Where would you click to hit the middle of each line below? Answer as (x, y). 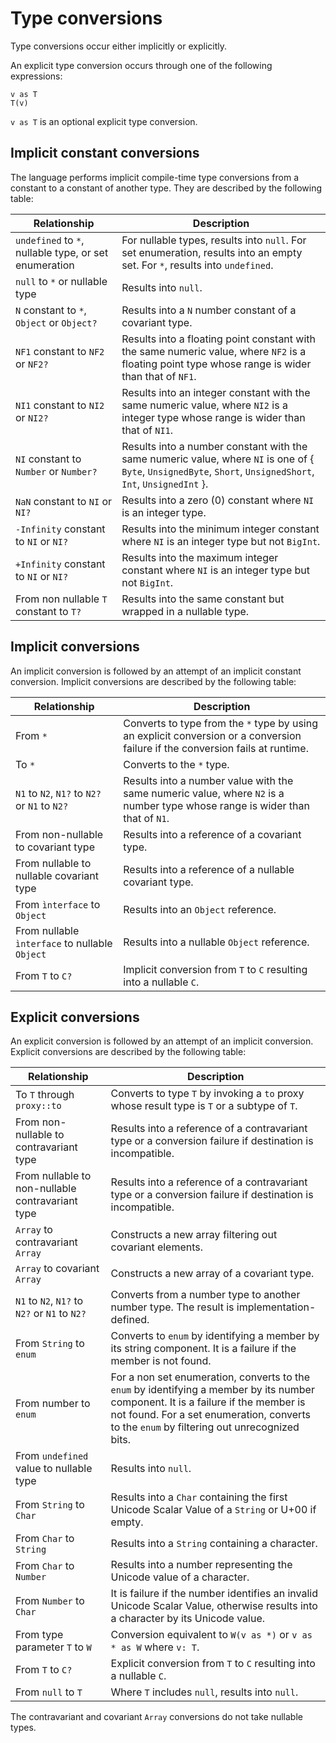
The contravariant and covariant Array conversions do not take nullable (156, 1717)
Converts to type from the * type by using (220, 723)
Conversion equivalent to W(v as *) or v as (211, 1635)
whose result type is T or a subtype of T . (204, 1106)
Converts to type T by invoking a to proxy (207, 1094)
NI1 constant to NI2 (60, 405)
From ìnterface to (58, 904)
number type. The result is (172, 1307)
